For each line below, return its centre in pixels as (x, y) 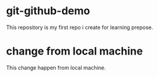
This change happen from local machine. (56, 68)
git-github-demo (48, 11)
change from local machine (75, 51)
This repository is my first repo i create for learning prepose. (80, 27)
